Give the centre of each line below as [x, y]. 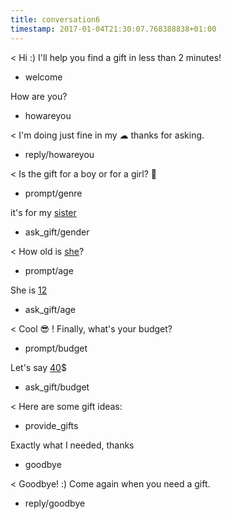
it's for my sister [43, 212]
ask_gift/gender [57, 232]
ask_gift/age [50, 309]
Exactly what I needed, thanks [72, 445]
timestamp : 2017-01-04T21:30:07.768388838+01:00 [113, 29]
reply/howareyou [59, 154]
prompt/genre [53, 193]
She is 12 [29, 290]
